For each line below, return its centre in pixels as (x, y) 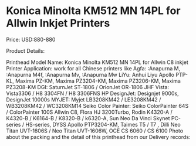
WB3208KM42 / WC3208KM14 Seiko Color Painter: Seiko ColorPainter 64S (97, 106)
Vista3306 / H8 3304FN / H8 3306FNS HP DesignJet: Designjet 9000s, (92, 93)
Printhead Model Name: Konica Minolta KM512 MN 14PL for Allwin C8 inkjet (97, 62)
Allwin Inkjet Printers (58, 23)
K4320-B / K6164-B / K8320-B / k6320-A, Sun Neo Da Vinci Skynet (88, 118)
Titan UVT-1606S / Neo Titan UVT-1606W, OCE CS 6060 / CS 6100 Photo (95, 131)
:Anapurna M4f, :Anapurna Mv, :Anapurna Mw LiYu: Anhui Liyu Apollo (90, 74)
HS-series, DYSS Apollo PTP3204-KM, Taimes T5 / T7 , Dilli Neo (103, 124)
